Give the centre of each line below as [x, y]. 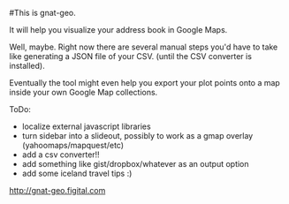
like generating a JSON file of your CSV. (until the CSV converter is [130, 56]
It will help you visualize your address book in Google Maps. [118, 30]
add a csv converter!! [61, 155]
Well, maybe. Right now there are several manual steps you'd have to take [144, 47]
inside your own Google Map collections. [84, 92]
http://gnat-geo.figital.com [57, 190]
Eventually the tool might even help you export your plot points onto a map [144, 83]
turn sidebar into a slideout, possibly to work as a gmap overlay [137, 136]
